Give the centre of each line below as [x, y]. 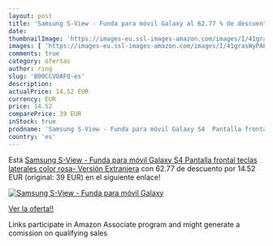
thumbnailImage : [36, 39]
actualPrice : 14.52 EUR [49, 91]
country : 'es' [32, 136]
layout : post [30, 16]
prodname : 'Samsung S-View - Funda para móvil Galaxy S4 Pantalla [125, 129]
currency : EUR [32, 99]
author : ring [30, 69]
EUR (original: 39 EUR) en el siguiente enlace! [84, 177]
